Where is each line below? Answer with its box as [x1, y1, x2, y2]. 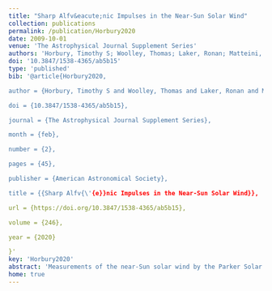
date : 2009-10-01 [8, 34, 67, 43]
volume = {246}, [8, 218, 63, 227]
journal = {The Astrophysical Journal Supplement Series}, [8, 116, 212, 124]
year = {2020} [8, 233, 57, 242]
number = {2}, [8, 145, 57, 154]
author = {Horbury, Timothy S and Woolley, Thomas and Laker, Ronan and [8, 87, 259, 95]
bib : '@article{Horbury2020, [8, 72, 107, 80]
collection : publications [8, 19, 96, 28]
